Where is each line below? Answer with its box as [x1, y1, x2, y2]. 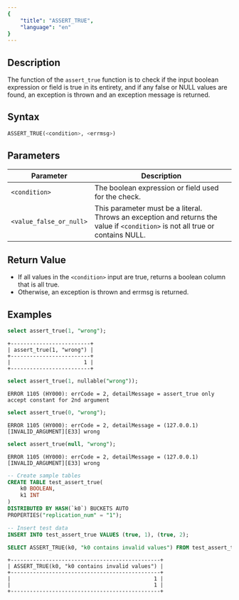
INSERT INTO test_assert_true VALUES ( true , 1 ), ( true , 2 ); [7, 531, 190, 538]
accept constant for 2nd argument [7, 396, 110, 404]
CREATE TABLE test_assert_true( [7, 478, 103, 486]
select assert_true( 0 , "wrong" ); [7, 409, 107, 416]
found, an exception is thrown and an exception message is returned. [7, 90, 211, 100]
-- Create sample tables [7, 472, 81, 479]
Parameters [7, 150, 60, 162]
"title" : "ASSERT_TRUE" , [20, 17, 94, 24]
